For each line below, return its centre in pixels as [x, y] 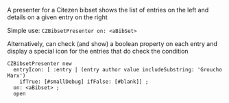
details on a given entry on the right [57, 17]
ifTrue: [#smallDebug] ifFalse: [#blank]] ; [84, 82]
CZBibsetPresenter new [39, 64]
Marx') [16, 76]
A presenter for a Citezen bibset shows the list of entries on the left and [108, 10]
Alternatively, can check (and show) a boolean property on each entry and [112, 44]
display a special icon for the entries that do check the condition [98, 51]
